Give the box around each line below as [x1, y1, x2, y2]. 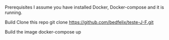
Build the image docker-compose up [5, 29, 81, 34]
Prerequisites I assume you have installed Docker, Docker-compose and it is [5, 4, 164, 10]
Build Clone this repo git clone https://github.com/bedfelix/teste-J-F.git [5, 19, 154, 25]
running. [5, 9, 22, 15]
